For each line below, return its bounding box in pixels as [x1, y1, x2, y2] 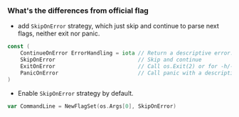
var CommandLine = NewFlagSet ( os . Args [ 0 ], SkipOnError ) [7, 102, 176, 110]
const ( [7, 43, 31, 50]
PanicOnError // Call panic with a [20, 69, 202, 77]
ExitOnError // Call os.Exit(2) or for [20, 62, 218, 69]
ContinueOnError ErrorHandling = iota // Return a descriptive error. [20, 50, 234, 57]
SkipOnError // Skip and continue [20, 56, 202, 64]
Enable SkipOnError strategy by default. [17, 89, 134, 97]
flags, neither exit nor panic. [17, 29, 100, 38]
